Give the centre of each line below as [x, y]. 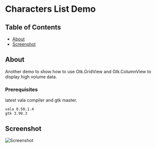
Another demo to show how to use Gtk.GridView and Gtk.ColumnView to [78, 71]
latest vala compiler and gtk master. [41, 100]
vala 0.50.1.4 [20, 109]
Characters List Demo [50, 9]
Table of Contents [33, 27]
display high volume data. [31, 77]
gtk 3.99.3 [16, 114]
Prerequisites [21, 89]
